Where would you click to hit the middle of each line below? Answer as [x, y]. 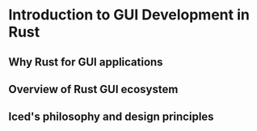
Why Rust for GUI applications [86, 62]
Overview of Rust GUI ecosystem [93, 89]
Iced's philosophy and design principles [111, 117]
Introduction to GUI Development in [129, 15]
